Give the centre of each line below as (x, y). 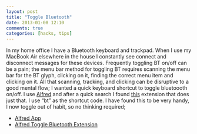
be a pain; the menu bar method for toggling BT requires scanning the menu (98, 69)
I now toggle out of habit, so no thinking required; (66, 107)
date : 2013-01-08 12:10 (35, 22)
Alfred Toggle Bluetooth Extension (56, 125)
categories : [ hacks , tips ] (39, 34)
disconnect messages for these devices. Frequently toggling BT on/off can (96, 63)
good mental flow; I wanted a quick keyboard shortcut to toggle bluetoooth (97, 88)
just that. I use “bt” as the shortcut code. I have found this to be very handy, (98, 100)
